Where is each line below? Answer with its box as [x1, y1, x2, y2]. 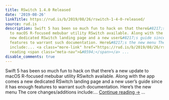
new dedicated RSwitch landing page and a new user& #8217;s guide [10, 36, 152, 41]
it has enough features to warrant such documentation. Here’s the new [5, 84, 151, 90]
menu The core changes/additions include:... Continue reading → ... [5, 89, 145, 95]
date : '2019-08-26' [5, 12, 46, 17]
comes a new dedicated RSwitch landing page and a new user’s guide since [5, 78, 162, 84]
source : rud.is [5, 21, 37, 27]
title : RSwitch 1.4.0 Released [5, 7, 71, 13]
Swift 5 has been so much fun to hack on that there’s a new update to [5, 68, 149, 74]
